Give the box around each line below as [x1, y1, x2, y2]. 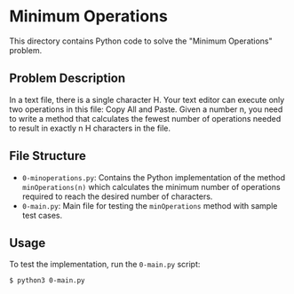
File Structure [9, 148, 86, 163]
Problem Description [9, 71, 126, 86]
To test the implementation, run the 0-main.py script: [9, 259, 201, 270]
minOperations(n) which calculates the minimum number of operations [21, 181, 282, 192]
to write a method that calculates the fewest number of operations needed [9, 113, 282, 123]
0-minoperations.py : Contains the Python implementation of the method [21, 171, 286, 183]
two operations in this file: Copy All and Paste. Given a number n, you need [9, 104, 283, 115]
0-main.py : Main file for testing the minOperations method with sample [21, 200, 278, 211]
